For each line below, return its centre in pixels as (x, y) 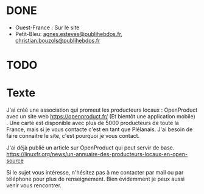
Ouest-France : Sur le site (47, 27)
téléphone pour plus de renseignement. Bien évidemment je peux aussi (95, 179)
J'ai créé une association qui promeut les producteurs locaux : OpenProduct (102, 110)
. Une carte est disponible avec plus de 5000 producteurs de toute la (93, 123)
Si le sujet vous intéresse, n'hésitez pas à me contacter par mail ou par (95, 173)
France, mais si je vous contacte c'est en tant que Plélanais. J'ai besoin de (100, 129)
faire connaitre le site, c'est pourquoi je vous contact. (73, 136)
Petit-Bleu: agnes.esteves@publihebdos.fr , (69, 34)
